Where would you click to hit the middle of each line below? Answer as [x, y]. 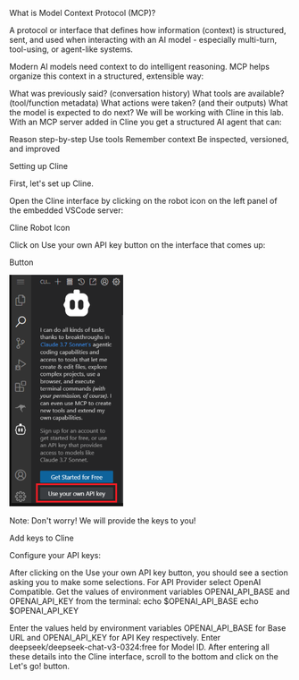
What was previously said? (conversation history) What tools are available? [147, 93]
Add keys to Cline [42, 538]
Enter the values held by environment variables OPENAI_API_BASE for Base [148, 628]
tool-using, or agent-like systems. [71, 49]
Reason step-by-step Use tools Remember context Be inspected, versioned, [149, 139]
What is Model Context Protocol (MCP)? [83, 13]
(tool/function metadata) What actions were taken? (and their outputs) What [149, 103]
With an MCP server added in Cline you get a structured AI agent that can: [146, 122]
